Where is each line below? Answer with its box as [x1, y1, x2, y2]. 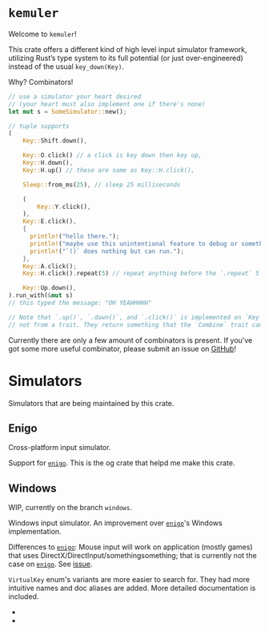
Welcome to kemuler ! [8, 29, 78, 38]
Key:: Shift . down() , [22, 137, 88, 145]
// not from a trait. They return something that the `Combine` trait [8, 320, 249, 329]
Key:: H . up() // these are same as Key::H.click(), [22, 166, 195, 174]
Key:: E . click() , [22, 218, 78, 226]
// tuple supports [8, 122, 70, 130]
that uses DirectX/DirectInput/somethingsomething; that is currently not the [8, 551, 258, 561]
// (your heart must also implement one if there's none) [8, 100, 206, 108]
